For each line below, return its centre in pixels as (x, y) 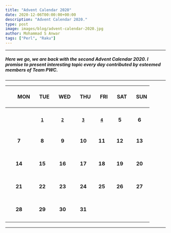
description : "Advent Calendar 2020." (46, 19)
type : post (17, 24)
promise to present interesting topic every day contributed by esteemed (83, 64)
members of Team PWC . (32, 70)
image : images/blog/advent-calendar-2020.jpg (54, 29)
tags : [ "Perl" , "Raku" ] (31, 39)
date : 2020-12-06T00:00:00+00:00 (41, 15)
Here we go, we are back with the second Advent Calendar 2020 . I (77, 59)
